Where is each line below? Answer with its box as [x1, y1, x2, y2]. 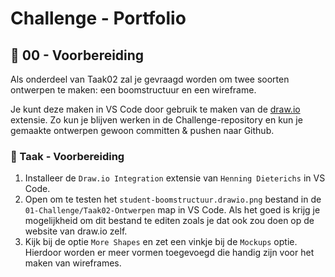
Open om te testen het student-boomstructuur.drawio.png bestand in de [24, 193, 322, 206]
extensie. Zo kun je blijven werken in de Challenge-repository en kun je [10, 114, 303, 126]
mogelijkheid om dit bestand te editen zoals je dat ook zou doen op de [24, 215, 315, 227]
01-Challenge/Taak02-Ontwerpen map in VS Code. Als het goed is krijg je [24, 204, 321, 216]
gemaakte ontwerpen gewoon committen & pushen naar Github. [10, 125, 275, 136]
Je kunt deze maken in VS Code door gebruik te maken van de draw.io [10, 103, 301, 115]
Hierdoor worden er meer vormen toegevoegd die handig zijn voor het [24, 247, 315, 259]
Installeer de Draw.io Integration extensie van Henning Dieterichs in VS [24, 172, 326, 184]
